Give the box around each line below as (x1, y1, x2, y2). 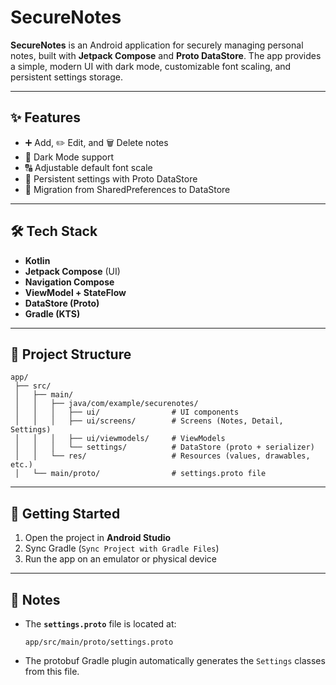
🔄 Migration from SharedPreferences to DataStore (24, 183, 231, 195)
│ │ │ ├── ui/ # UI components (14, 407, 240, 418)
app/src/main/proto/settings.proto (24, 637, 174, 647)
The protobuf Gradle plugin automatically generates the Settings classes (24, 655, 326, 666)
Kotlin (24, 254, 51, 266)
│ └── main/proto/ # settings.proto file (14, 469, 267, 479)
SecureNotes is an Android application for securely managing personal (10, 39, 304, 51)
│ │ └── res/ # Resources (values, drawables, (14, 451, 311, 461)
